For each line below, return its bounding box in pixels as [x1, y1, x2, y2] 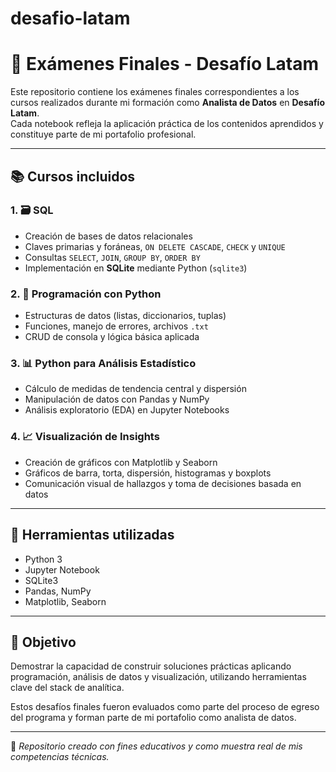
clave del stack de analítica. [10, 682, 125, 694]
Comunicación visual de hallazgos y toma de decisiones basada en [24, 477, 302, 489]
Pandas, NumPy [24, 585, 92, 597]
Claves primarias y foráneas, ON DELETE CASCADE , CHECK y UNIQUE [24, 240, 286, 252]
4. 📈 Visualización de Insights [10, 430, 160, 444]
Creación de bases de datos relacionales [24, 230, 193, 242]
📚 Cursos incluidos [10, 168, 136, 185]
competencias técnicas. [10, 751, 110, 763]
